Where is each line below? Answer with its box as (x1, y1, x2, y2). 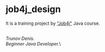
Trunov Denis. (6, 35, 35, 41)
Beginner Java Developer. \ (6, 40, 61, 46)
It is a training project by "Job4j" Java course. (6, 20, 100, 26)
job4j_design (6, 4, 61, 15)
